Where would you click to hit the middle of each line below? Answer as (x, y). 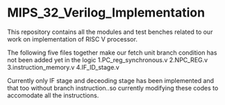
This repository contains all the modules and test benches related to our (110, 32)
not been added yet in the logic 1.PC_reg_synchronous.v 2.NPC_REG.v (108, 59)
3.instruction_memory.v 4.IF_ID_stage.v (63, 67)
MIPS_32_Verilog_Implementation (106, 13)
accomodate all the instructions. (53, 95)
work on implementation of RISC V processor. (72, 39)
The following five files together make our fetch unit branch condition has (112, 52)
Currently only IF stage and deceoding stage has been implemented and (110, 80)
